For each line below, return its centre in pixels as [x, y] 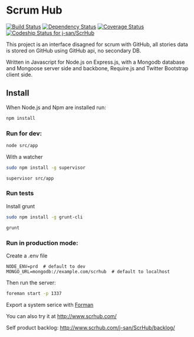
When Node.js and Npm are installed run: [56, 107]
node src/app [22, 145]
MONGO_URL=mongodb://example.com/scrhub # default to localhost [88, 271]
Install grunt [21, 206]
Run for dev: [24, 133]
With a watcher [24, 156]
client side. [19, 74]
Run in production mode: [42, 243]
